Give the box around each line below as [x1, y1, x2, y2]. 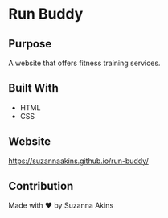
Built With [8, 81, 59, 95]
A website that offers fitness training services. [8, 58, 161, 68]
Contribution [8, 179, 74, 193]
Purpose [8, 37, 52, 51]
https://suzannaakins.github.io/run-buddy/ [8, 156, 149, 166]
